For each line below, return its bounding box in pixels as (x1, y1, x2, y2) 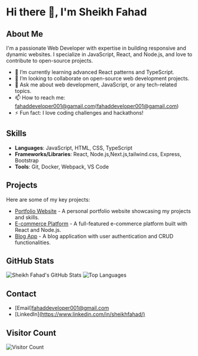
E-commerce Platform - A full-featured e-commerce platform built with (14, 220, 188, 227)
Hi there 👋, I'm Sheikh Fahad (6, 5, 147, 19)
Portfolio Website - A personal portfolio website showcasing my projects (14, 207, 191, 215)
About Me (6, 29, 43, 39)
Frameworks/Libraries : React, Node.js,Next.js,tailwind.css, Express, (14, 150, 181, 157)
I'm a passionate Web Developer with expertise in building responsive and (6, 44, 186, 51)
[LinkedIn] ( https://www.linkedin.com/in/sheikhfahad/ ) (14, 310, 145, 318)
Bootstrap (14, 157, 39, 164)
